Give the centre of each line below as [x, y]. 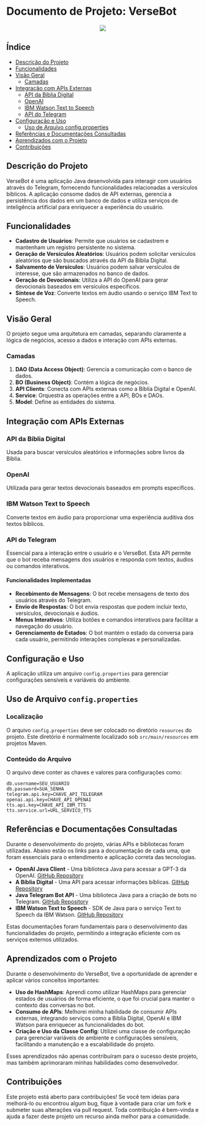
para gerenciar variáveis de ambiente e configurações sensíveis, [97, 1038]
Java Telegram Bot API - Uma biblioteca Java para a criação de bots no [106, 895]
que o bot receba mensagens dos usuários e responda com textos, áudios [100, 560]
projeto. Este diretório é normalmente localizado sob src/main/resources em [102, 736]
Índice [18, 47]
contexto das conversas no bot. [55, 1005]
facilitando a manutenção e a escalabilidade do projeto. [85, 1044]
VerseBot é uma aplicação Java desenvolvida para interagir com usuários [99, 181]
